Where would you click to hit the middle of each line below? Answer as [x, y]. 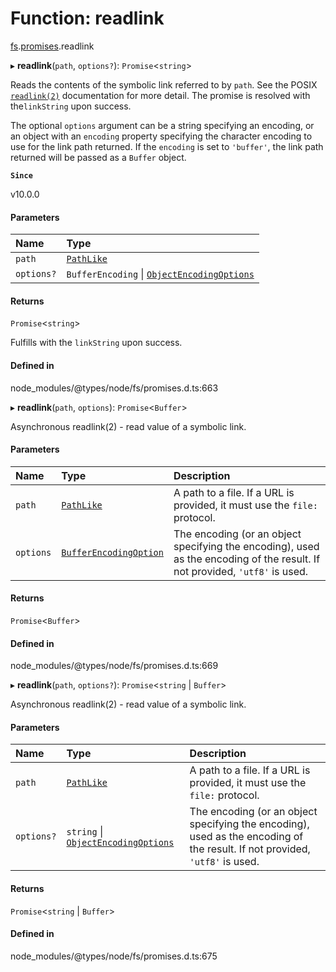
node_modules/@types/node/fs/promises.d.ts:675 [114, 956]
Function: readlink [87, 18]
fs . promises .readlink [52, 46]
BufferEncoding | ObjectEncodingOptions [160, 274]
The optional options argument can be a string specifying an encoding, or [162, 125]
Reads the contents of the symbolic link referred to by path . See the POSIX [164, 84]
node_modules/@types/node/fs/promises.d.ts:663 [114, 388]
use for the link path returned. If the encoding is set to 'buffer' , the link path [167, 146]
